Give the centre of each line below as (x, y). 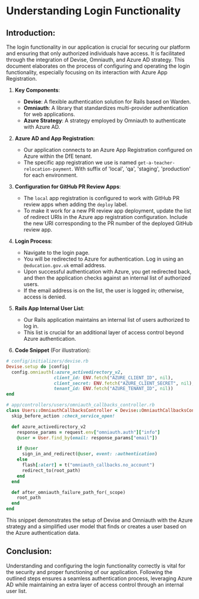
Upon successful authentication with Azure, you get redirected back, (107, 272)
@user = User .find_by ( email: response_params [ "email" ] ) (87, 438)
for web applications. (49, 114)
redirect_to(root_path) (51, 470)
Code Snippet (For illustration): (52, 350)
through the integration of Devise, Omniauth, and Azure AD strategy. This (95, 60)
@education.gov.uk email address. (65, 265)
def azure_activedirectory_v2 (49, 427)
